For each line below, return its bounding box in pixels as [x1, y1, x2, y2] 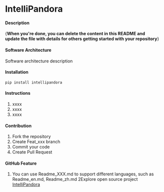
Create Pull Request [12, 149, 52, 155]
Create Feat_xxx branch [12, 139, 60, 145]
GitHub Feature [5, 160, 37, 166]
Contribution [5, 123, 32, 128]
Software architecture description [5, 58, 73, 64]
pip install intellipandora [5, 80, 63, 85]
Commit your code [12, 144, 50, 150]
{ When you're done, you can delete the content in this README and [5, 31, 145, 37]
